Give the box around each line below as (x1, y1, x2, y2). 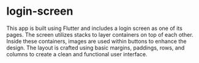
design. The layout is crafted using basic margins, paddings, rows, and (6, 44, 185, 51)
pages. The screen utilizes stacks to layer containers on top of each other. (6, 31, 194, 38)
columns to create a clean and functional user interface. (6, 50, 148, 57)
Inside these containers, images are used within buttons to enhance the (6, 37, 187, 45)
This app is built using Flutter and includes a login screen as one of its (6, 24, 182, 32)
